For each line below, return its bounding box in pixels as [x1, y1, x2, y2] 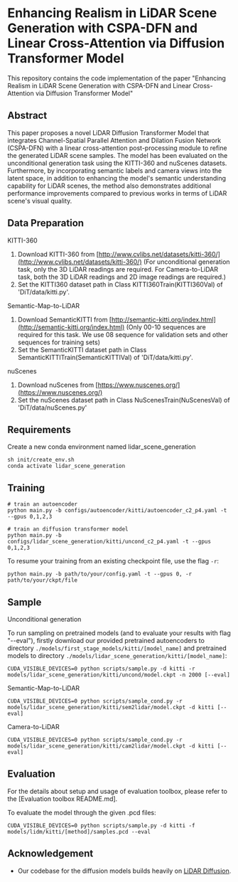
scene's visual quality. [7, 196, 72, 205]
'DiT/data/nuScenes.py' [17, 403, 87, 412]
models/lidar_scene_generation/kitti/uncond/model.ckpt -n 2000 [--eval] [7, 671, 231, 679]
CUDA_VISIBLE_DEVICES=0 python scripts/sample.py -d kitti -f [7, 822, 195, 829]
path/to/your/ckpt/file [7, 577, 78, 584]
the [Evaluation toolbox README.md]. [7, 795, 118, 803]
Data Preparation [7, 217, 84, 229]
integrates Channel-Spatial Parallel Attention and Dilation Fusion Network [7, 136, 222, 144]
